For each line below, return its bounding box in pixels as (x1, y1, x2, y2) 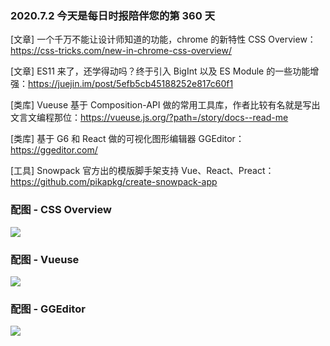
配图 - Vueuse (10, 252, 80, 266)
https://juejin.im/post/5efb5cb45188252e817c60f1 (28, 78, 234, 90)
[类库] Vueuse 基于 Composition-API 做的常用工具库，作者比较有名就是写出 (10, 99, 321, 111)
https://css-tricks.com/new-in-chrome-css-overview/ (10, 45, 232, 57)
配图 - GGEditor (10, 302, 86, 316)
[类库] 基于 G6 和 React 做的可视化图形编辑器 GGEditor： (10, 133, 245, 145)
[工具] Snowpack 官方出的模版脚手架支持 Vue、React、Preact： (10, 165, 275, 177)
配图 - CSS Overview (10, 203, 112, 217)
